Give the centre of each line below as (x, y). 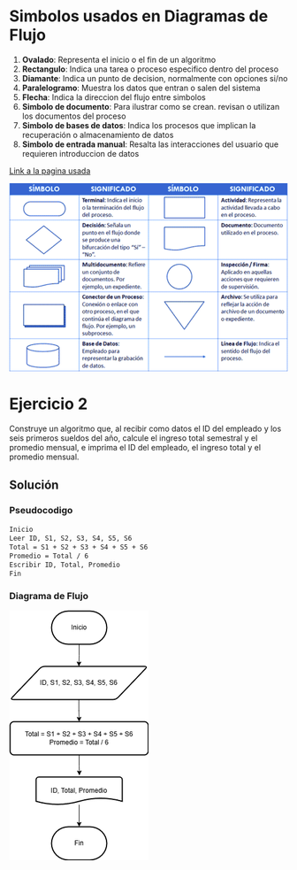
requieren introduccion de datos (80, 153)
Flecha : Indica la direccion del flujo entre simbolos (114, 97)
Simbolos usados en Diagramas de (139, 16)
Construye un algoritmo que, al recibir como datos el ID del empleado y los (145, 429)
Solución (34, 485)
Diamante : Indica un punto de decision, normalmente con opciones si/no (155, 78)
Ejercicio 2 (49, 404)
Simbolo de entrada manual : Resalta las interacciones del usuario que (150, 144)
